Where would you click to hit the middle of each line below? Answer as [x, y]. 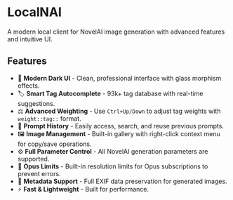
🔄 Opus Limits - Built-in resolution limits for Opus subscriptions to [113, 166]
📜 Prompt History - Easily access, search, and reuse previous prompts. [121, 126]
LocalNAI [34, 12]
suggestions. [36, 103]
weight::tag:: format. [49, 118]
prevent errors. [39, 173]
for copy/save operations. [55, 144]
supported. [33, 159]
